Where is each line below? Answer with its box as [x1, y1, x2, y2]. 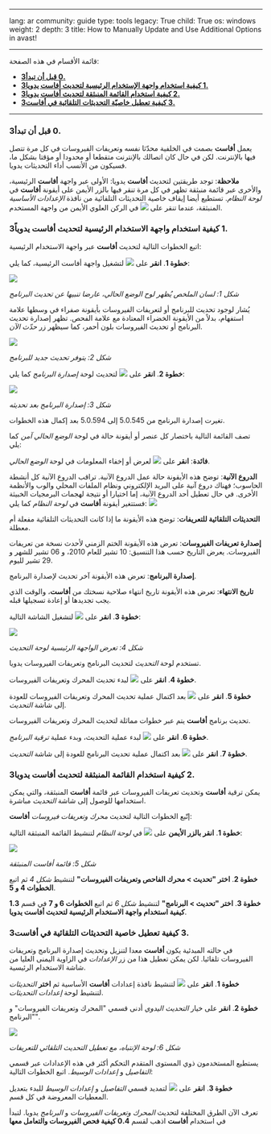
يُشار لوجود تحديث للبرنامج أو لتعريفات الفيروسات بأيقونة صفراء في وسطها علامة [9, 304, 250, 314]
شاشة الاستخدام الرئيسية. [9, 962, 87, 972]
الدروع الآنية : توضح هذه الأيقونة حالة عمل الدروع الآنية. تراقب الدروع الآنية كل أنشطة [9, 471, 258, 481]
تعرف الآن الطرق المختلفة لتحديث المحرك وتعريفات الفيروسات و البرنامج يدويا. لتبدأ [9, 1107, 258, 1117]
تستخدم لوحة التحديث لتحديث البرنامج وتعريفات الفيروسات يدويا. [9, 658, 202, 667]
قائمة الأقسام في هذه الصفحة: [9, 56, 100, 65]
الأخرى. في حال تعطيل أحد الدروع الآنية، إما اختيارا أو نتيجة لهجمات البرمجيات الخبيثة [9, 488, 258, 498]
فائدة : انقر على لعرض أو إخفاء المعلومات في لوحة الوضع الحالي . [9, 456, 210, 466]
